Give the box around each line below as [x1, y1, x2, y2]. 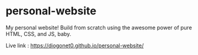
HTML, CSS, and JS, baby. [5, 30, 72, 37]
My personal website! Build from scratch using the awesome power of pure [5, 24, 192, 31]
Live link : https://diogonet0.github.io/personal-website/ [5, 42, 144, 49]
